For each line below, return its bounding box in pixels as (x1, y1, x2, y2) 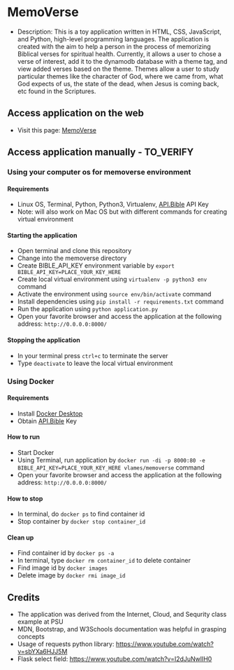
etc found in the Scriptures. (17, 87, 96, 95)
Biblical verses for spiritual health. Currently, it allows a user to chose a (17, 50, 222, 58)
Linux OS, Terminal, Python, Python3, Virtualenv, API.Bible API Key (17, 200, 210, 209)
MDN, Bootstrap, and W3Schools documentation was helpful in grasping (17, 625, 227, 634)
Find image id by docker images (17, 563, 108, 572)
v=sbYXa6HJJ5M (17, 648, 68, 656)
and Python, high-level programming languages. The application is (17, 34, 210, 43)
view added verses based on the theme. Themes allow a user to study (17, 64, 220, 73)
